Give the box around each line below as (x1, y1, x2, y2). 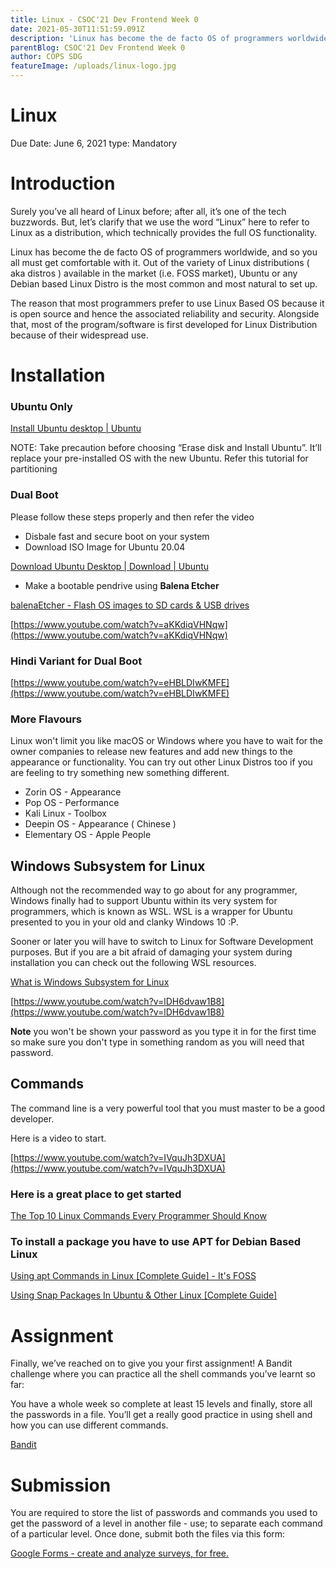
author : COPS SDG (10, 52, 83, 62)
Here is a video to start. (10, 1132, 107, 1144)
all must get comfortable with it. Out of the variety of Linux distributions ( (10, 256, 310, 268)
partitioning (10, 463, 58, 475)
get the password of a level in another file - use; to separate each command (10, 1517, 323, 1530)
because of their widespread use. (10, 329, 149, 341)
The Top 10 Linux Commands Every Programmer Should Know (10, 1210, 267, 1222)
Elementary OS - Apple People (24, 829, 152, 841)
